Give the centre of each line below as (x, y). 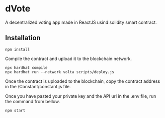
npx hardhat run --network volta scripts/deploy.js (60, 72)
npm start (15, 110)
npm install (17, 49)
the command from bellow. (33, 101)
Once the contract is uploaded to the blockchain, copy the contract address (83, 81)
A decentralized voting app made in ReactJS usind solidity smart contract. (81, 22)
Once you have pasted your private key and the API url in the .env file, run (81, 96)
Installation (23, 38)
